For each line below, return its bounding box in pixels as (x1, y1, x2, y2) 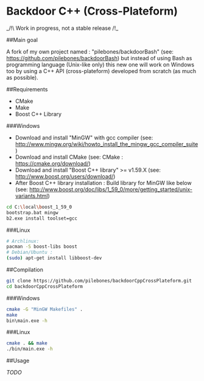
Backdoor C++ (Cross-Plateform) (6, 4, 178, 18)
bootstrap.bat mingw (6, 209, 59, 215)
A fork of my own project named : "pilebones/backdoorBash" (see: (6, 47, 174, 55)
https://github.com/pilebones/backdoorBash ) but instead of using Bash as (6, 54, 192, 61)
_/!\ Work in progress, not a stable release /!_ (6, 24, 119, 32)
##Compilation (6, 266, 44, 273)
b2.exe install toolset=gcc (6, 215, 78, 222)
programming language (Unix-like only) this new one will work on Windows (6, 61, 195, 68)
